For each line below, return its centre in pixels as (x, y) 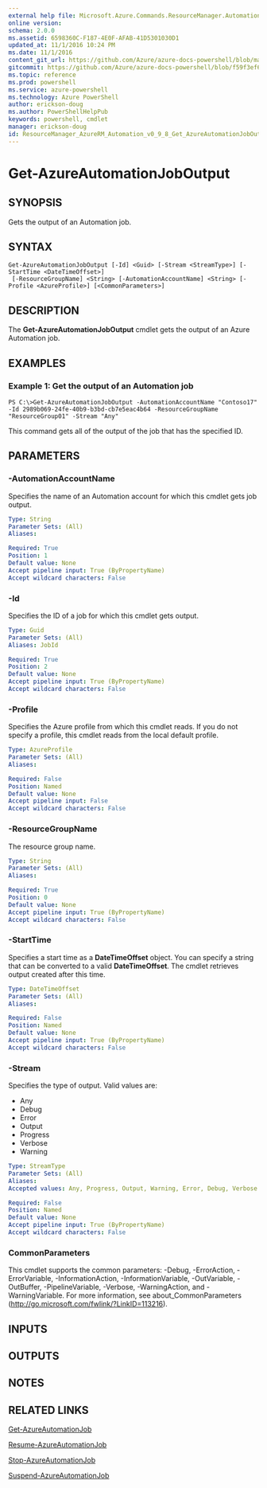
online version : (35, 23)
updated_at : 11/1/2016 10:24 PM (62, 45)
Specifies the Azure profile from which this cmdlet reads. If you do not (123, 727)
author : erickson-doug (46, 104)
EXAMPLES (37, 363)
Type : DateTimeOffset (44, 989)
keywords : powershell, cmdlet (58, 119)
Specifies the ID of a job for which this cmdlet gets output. (103, 615)
